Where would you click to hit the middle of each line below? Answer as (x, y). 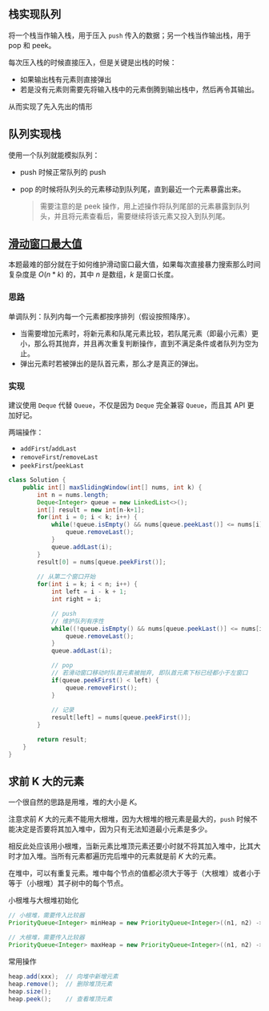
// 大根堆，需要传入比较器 (47, 938)
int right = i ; (76, 600)
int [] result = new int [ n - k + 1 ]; (91, 510)
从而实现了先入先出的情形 (50, 106)
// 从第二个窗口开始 (66, 577)
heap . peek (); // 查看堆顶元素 (60, 999)
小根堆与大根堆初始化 (43, 900)
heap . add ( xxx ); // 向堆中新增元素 (63, 977)
